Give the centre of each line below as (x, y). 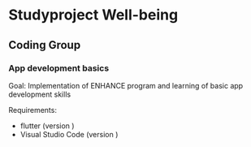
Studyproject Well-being (93, 15)
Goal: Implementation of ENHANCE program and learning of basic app (126, 85)
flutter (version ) (47, 125)
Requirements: (32, 110)
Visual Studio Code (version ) (69, 134)
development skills (40, 94)
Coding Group (45, 45)
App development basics (59, 68)
